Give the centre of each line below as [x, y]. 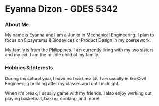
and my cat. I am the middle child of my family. [52, 55]
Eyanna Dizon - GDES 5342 [62, 9]
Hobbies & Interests [29, 68]
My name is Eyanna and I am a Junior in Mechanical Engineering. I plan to [79, 35]
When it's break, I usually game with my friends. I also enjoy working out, [79, 93]
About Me [17, 25]
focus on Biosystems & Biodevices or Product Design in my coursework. [78, 40]
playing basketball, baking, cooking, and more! [52, 98]
